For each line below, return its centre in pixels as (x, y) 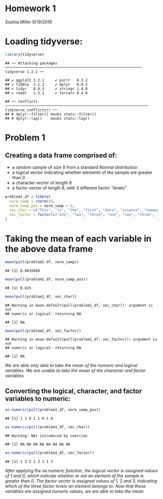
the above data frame (49, 249)
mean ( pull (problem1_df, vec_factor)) (43, 331)
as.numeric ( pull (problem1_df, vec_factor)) (50, 453)
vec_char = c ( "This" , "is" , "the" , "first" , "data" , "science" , (76, 210)
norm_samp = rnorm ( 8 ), (32, 201)
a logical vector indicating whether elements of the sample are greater (82, 172)
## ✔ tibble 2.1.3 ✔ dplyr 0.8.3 (47, 84)
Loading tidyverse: (44, 42)
